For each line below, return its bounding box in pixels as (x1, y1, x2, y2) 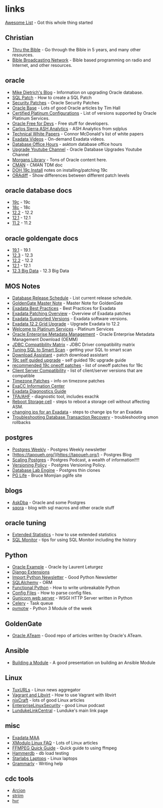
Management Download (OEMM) (12, 337, 78, 342)
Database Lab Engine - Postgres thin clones (12, 467, 101, 473)
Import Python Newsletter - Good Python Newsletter (12, 574, 118, 580)
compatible (12, 373, 35, 379)
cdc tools (5, 774, 34, 783)
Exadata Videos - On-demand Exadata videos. (12, 136, 106, 142)
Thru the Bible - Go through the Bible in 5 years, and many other (12, 46, 141, 52)
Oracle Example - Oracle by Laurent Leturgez (12, 564, 103, 570)
